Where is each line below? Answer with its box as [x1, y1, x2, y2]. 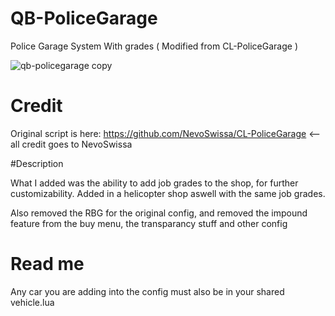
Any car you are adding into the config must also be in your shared [10, 285, 285, 297]
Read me [10, 253, 85, 276]
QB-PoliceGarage [10, 7, 158, 30]
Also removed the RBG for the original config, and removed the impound [10, 207, 308, 219]
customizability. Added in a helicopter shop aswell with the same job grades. [10, 187, 326, 199]
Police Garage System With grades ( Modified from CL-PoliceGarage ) [10, 40, 299, 52]
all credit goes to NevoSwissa [10, 138, 133, 150]
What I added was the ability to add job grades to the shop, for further [10, 177, 299, 189]
